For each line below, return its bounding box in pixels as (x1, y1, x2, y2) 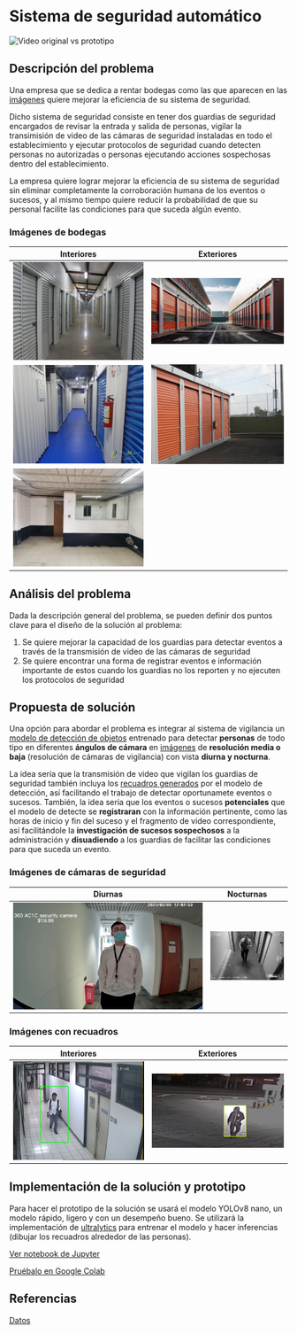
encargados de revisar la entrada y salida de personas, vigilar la (9, 120, 242, 131)
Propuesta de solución (9, 700, 136, 715)
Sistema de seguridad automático (9, 6, 263, 27)
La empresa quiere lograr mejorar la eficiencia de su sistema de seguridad (9, 175, 280, 186)
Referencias (9, 1291, 78, 1307)
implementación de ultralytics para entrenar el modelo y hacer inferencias (9, 1222, 278, 1232)
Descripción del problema (9, 61, 155, 76)
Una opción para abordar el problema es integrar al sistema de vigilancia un (9, 724, 286, 734)
